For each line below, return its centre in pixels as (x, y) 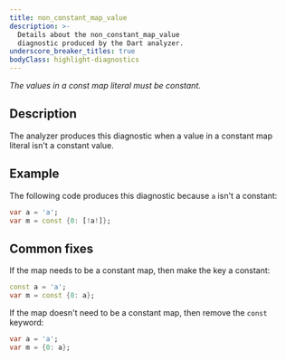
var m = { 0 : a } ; (40, 347)
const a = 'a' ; (38, 287)
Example (34, 174)
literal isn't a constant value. (62, 145)
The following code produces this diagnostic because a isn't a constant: (143, 195)
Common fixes (51, 248)
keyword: (27, 322)
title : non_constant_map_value (68, 18)
